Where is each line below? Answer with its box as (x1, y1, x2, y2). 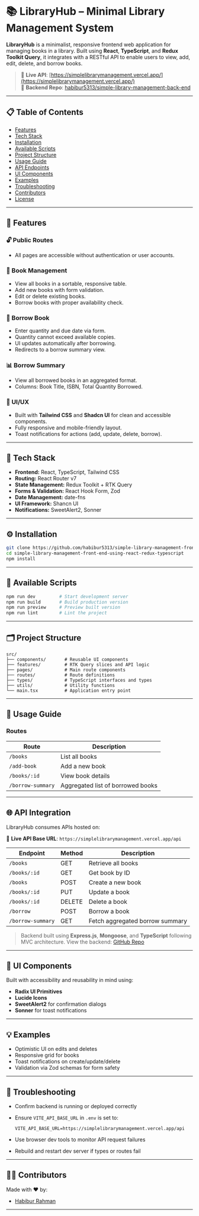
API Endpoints (14, 163, 49, 171)
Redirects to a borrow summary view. (14, 346, 106, 353)
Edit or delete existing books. (14, 293, 86, 300)
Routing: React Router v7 (14, 475, 77, 482)
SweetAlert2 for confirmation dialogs (14, 1000, 107, 1008)
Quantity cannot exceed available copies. (14, 333, 115, 341)
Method (60, 849, 83, 857)
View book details (60, 771, 110, 779)
